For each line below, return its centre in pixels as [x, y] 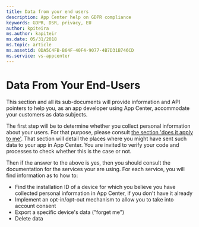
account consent [35, 206]
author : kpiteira [28, 28]
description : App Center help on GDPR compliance [69, 17]
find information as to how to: [42, 175]
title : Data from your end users [48, 12]
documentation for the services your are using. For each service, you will [96, 169]
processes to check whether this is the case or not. [69, 151]
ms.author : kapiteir [32, 34]
